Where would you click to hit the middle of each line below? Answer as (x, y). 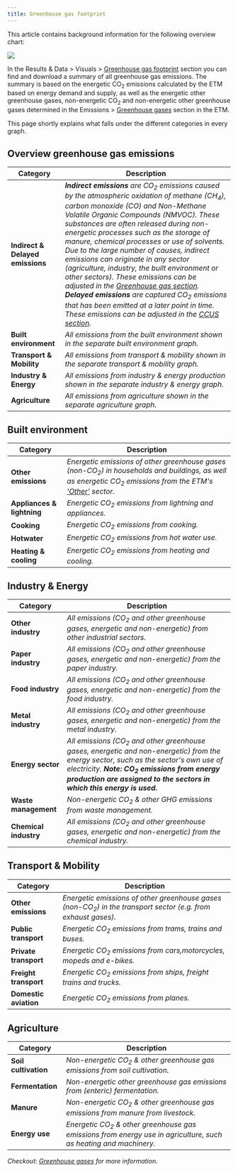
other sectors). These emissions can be (131, 277)
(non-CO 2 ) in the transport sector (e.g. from (136, 907)
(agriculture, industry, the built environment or (142, 268)
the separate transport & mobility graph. (132, 364)
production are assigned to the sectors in (138, 779)
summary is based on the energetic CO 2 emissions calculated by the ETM (115, 85)
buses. (74, 939)
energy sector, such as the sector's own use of (145, 760)
